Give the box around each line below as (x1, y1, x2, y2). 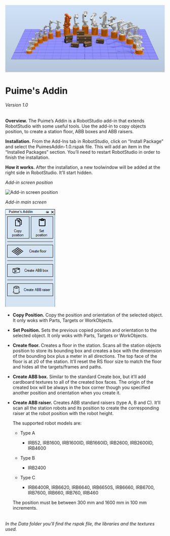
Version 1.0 (5, 102, 28, 108)
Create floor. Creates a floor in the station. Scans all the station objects (12, 342, 161, 349)
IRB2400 (27, 465, 47, 471)
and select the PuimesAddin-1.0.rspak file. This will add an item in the (5, 144, 150, 150)
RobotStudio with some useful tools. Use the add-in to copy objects (5, 123, 146, 129)
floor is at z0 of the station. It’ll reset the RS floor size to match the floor (12, 358, 162, 364)
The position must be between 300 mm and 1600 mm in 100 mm (12, 500, 147, 506)
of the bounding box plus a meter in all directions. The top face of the (12, 353, 157, 359)
